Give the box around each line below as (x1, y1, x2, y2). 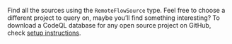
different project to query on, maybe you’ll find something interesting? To (7, 13, 221, 22)
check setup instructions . (7, 28, 81, 37)
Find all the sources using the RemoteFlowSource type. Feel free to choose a (7, 6, 226, 14)
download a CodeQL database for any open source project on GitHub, (7, 21, 211, 29)
